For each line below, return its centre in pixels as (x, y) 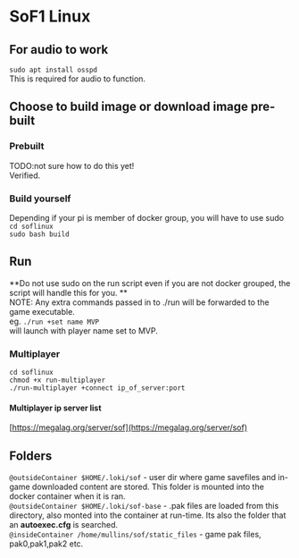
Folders (31, 456)
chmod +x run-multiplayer (57, 380)
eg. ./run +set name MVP (54, 321)
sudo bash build (39, 234)
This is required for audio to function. (77, 79)
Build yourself (40, 199)
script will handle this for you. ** (68, 292)
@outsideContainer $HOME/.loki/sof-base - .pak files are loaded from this (144, 506)
